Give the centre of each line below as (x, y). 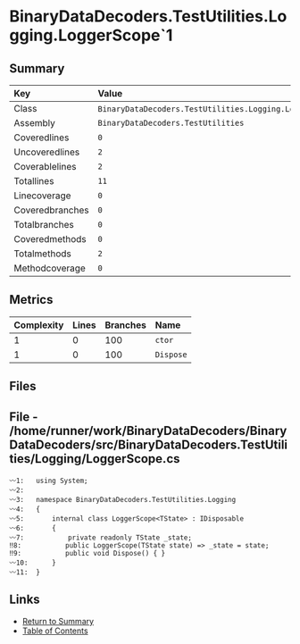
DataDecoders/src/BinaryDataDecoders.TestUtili (149, 444)
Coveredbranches (51, 210)
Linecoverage (42, 196)
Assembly (35, 123)
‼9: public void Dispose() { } (87, 554)
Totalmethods (42, 254)
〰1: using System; (49, 481)
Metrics (31, 300)
